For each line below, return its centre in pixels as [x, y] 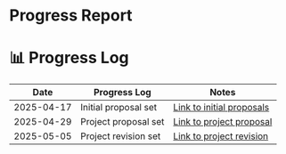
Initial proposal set [118, 108]
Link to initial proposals [221, 108]
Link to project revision [221, 136]
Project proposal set [122, 122]
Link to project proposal [223, 122]
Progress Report [71, 16]
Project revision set [120, 136]
